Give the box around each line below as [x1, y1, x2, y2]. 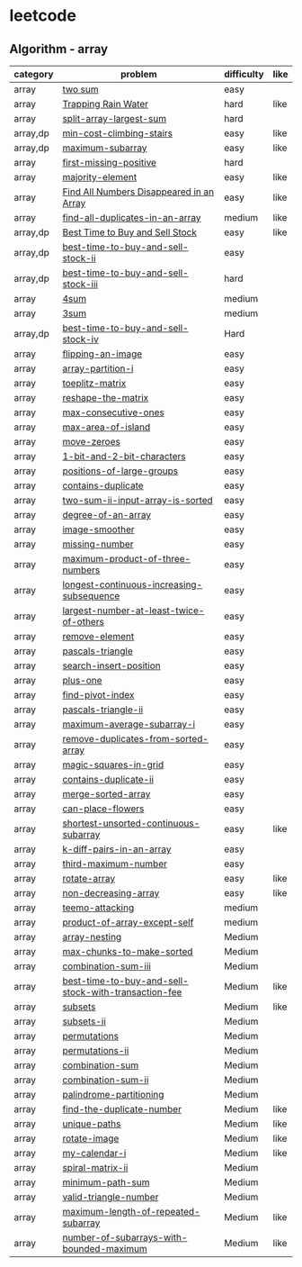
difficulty [224, 68, 264, 80]
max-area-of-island [62, 421, 151, 433]
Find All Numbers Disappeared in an [62, 186, 214, 198]
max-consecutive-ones [62, 406, 164, 419]
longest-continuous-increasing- [62, 578, 203, 591]
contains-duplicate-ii [62, 774, 155, 785]
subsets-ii [62, 1015, 106, 1027]
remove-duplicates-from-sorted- [62, 733, 209, 745]
